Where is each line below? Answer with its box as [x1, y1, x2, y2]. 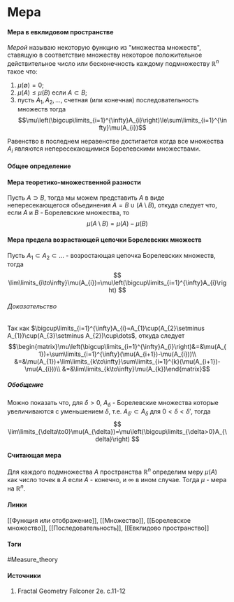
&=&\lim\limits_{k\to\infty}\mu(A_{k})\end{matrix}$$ [61, 364, 211, 373]
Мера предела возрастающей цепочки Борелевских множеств [7, 235, 202, 244]
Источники [7, 571, 41, 580]
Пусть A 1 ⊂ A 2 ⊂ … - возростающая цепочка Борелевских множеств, [7, 251, 217, 261]
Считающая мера [7, 451, 61, 459]
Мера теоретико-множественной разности [7, 178, 141, 186]
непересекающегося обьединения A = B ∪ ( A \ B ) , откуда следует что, [7, 201, 218, 210]
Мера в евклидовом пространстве [7, 27, 114, 36]
